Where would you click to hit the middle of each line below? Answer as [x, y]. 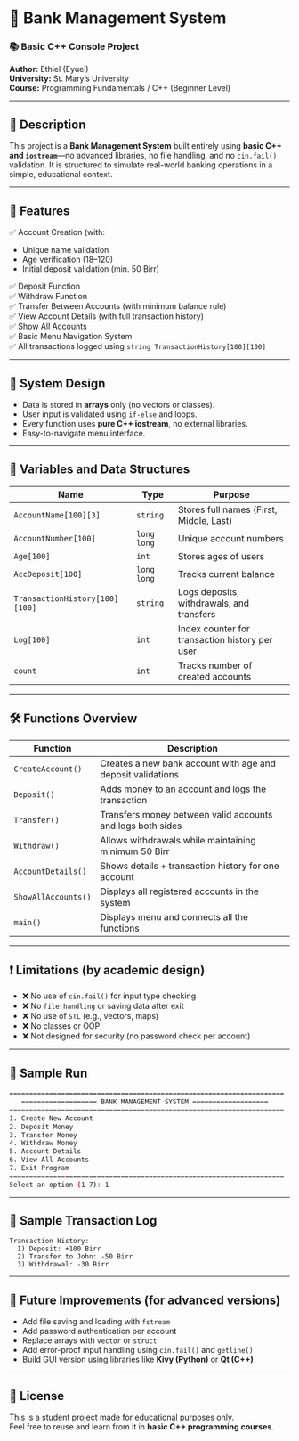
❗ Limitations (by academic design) [107, 970]
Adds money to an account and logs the [183, 789]
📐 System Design [57, 383]
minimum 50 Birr [135, 851]
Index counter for [214, 629]
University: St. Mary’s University [69, 78]
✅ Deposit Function [45, 286]
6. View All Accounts [49, 1160]
